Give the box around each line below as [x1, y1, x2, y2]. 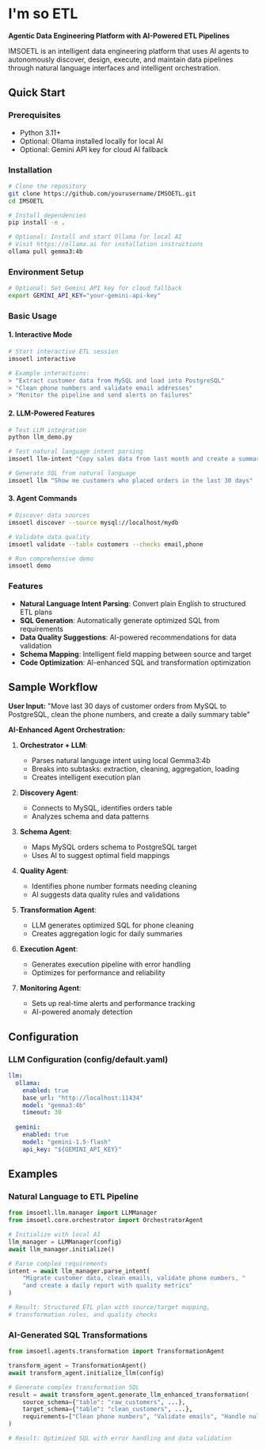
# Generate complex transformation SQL [8, 1383, 140, 1391]
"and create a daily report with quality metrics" [22, 1281, 193, 1290]
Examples [8, 1167, 58, 1181]
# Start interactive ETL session [8, 347, 119, 356]
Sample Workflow [8, 680, 98, 693]
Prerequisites [8, 110, 61, 121]
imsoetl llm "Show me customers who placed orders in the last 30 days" [8, 476, 253, 484]
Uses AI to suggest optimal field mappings [31, 851, 170, 860]
